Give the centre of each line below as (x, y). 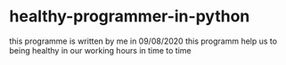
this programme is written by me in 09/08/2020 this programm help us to (143, 41)
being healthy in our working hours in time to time (100, 50)
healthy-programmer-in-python (130, 16)
